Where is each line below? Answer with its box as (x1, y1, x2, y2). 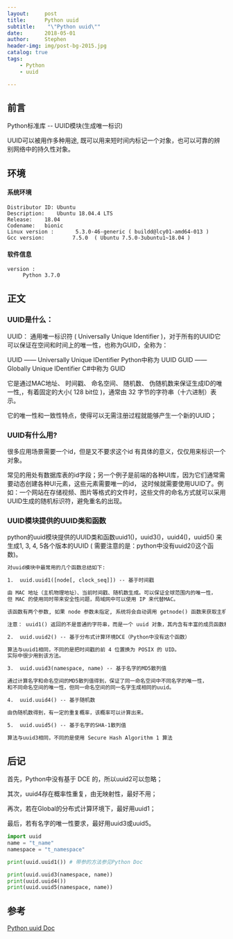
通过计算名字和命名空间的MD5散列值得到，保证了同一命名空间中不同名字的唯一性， (7, 678, 208, 685)
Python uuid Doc (7, 924, 55, 932)
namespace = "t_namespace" (7, 846, 85, 853)
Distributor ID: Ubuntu (7, 204, 76, 211)
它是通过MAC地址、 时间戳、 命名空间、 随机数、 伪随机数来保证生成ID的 (7, 379, 216, 387)
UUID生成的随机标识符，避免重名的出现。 (7, 497, 126, 505)
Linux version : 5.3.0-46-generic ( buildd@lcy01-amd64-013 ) (7, 228, 209, 235)
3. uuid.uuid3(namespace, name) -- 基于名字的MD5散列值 (7, 665, 167, 672)
